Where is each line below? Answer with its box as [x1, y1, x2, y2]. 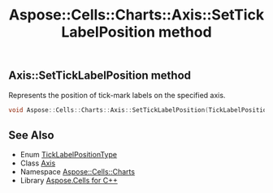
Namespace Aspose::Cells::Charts [19, 167, 136, 177]
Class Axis [19, 158, 56, 168]
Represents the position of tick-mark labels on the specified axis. [8, 90, 226, 100]
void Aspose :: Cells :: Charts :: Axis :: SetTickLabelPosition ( [8, 105, 209, 114]
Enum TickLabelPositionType [19, 150, 118, 160]
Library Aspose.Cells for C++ [19, 176, 118, 186]
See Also [8, 128, 54, 142]
